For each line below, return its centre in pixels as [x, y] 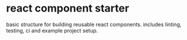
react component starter [68, 8]
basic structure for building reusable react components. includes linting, [94, 24]
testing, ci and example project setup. [52, 30]
